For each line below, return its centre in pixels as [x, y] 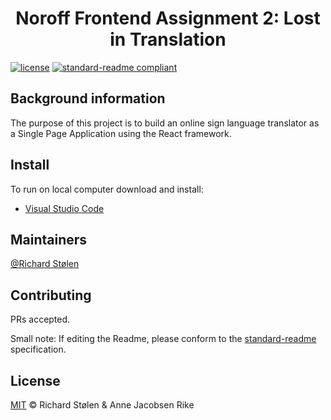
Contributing [51, 295]
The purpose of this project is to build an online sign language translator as [165, 123]
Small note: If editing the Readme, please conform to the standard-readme [163, 339]
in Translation [168, 39]
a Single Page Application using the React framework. [121, 133]
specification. [38, 349]
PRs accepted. [40, 319]
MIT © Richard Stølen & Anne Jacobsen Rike [102, 405]
